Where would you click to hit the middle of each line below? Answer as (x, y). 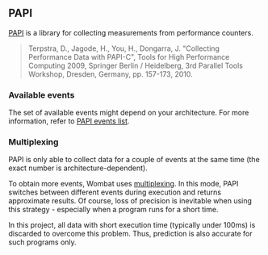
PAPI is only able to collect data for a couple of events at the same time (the (134, 160)
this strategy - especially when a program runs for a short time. (113, 210)
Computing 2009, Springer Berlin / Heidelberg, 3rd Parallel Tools (136, 65)
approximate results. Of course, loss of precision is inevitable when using (130, 201)
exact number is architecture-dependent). (78, 168)
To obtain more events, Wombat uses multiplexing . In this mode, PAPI (124, 184)
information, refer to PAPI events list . (69, 121)
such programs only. (42, 242)
